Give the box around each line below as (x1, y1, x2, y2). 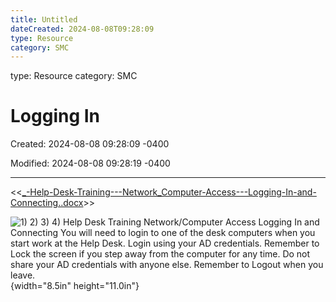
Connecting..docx (10, 197, 84, 209)
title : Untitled (10, 14, 78, 25)
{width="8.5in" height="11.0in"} (10, 280, 140, 292)
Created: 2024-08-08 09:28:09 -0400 (10, 138, 170, 150)
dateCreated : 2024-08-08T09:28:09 (10, 24, 155, 34)
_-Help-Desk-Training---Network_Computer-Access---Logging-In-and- (21, 186, 317, 198)
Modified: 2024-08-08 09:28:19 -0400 (10, 157, 171, 170)
